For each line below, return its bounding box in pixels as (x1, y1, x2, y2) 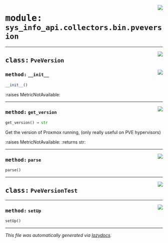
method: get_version (5, 109, 57, 115)
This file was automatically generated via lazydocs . (5, 232, 112, 238)
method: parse (5, 156, 41, 163)
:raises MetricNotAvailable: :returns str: (5, 139, 86, 145)
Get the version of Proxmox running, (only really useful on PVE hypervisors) (5, 129, 161, 135)
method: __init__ (5, 71, 49, 78)
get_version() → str (5, 120, 48, 125)
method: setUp (5, 207, 41, 214)
